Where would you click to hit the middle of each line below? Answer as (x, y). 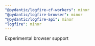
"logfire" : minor (23, 24)
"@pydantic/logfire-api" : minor (39, 19)
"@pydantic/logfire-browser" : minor (44, 15)
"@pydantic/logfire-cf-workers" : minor (47, 10)
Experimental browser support (37, 38)
